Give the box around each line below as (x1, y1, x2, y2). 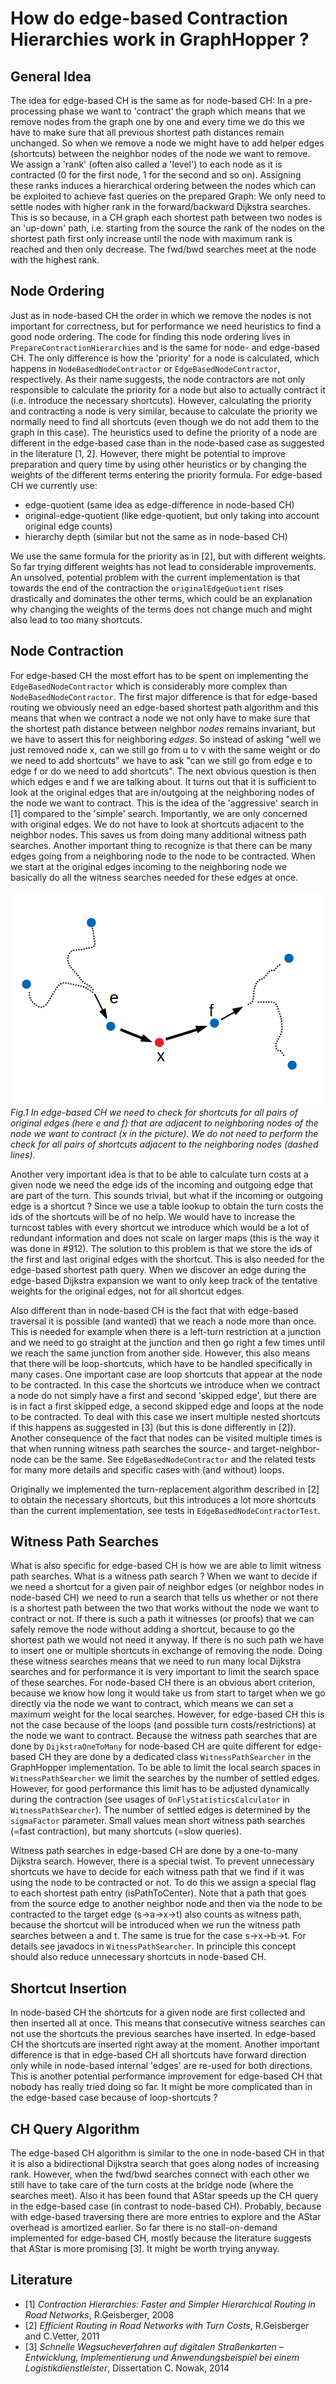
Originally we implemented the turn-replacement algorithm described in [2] (10, 1483, 320, 1495)
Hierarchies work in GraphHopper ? (10, 28, 310, 51)
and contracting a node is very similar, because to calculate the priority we (10, 405, 318, 417)
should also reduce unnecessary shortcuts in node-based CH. (10, 1951, 267, 1963)
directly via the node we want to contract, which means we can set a (10, 1698, 294, 1710)
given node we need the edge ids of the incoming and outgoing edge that (10, 1178, 313, 1191)
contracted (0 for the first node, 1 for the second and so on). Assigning (10, 169, 302, 181)
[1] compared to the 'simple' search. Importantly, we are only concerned (10, 807, 308, 819)
